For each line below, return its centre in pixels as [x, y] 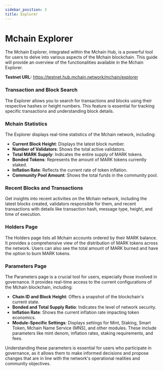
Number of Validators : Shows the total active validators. [69, 149]
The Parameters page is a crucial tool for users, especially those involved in [81, 277]
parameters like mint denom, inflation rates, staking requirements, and [82, 333]
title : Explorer [21, 14]
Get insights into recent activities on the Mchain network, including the [76, 199]
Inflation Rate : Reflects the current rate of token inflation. [70, 170]
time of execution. [23, 214]
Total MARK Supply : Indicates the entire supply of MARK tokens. [77, 155]
